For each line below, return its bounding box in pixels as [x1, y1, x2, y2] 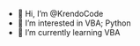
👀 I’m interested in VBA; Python [17, 18, 131, 28]
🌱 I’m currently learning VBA [17, 27, 121, 37]
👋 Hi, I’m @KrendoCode [17, 9, 104, 19]
